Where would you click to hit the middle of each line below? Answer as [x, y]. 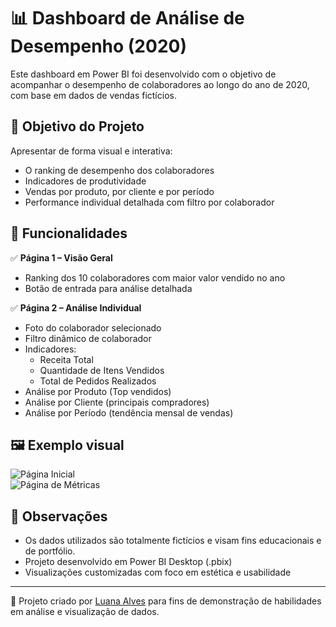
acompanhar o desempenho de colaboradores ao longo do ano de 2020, [160, 84]
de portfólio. [50, 551]
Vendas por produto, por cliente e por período [119, 191]
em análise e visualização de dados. [85, 612]
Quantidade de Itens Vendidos [102, 370]
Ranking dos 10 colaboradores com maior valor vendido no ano [155, 277]
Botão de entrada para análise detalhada [108, 288]
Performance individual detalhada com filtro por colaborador [149, 202]
